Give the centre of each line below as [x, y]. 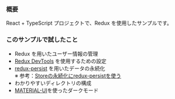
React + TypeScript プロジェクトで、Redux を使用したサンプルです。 [89, 23]
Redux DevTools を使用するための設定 [61, 61]
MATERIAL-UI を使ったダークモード [56, 90]
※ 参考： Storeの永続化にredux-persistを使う [68, 76]
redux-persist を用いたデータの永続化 [60, 68]
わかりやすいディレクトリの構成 [53, 83]
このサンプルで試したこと [42, 40]
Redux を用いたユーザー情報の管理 [56, 53]
